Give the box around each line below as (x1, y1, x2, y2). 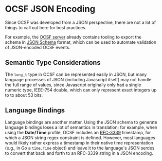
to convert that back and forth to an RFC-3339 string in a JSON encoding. (5, 150, 153, 156)
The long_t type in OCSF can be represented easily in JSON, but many (5, 72, 147, 77)
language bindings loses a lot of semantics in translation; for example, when (5, 124, 158, 130)
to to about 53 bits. (5, 92, 43, 98)
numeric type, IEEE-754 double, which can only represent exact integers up (5, 87, 157, 93)
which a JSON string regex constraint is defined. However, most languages (5, 135, 156, 141)
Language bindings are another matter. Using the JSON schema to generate (5, 119, 157, 125)
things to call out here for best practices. (5, 24, 87, 30)
